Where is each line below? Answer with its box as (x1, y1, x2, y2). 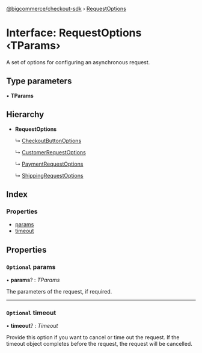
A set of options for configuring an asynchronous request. (6, 58, 150, 65)
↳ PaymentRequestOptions (14, 160, 84, 167)
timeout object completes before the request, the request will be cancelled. (6, 340, 192, 348)
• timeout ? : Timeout (6, 322, 58, 330)
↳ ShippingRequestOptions (14, 172, 84, 179)
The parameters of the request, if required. (6, 288, 112, 295)
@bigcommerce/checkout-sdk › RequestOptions (6, 5, 126, 12)
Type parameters (6, 76, 72, 86)
